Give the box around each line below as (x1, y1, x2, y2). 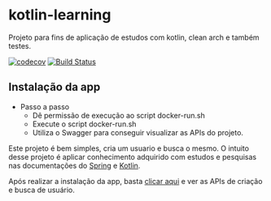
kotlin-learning (8, 6, 111, 24)
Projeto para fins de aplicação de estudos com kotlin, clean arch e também (8, 32, 260, 42)
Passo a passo (20, 101, 70, 111)
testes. (8, 41, 32, 50)
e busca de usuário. (8, 185, 75, 195)
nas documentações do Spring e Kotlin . (8, 160, 141, 170)
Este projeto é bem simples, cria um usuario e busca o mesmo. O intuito (8, 143, 250, 153)
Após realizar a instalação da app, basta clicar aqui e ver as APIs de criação (8, 176, 263, 186)
